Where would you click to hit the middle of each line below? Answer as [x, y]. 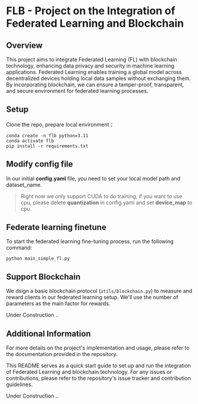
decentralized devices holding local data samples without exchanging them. [98, 78]
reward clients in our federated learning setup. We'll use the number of [92, 298]
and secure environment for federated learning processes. [77, 91]
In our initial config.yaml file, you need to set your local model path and [93, 178]
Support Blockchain [43, 277]
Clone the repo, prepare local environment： [60, 124]
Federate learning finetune [56, 227]
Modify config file [40, 164]
